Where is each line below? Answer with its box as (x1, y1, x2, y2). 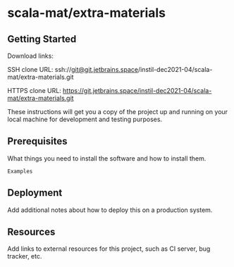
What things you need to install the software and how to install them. (7, 154, 207, 163)
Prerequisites (7, 135, 68, 147)
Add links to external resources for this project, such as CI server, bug (7, 244, 211, 253)
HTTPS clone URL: (7, 87, 61, 94)
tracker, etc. (7, 252, 42, 261)
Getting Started (7, 33, 77, 45)
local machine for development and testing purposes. (7, 115, 163, 123)
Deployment (7, 187, 63, 199)
